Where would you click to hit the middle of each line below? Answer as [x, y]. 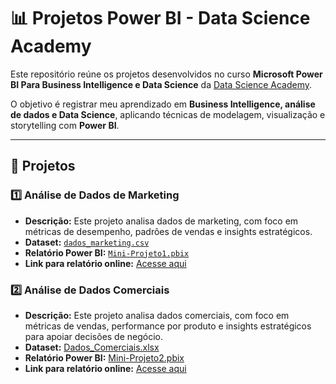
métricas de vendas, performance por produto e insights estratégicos [168, 326]
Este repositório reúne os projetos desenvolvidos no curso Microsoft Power [166, 74]
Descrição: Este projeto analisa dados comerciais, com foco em [157, 315]
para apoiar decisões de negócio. [94, 336]
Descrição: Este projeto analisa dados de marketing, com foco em [161, 221]
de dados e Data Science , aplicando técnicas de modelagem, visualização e [168, 114]
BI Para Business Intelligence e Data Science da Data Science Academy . [161, 84]
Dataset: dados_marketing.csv [87, 242]
